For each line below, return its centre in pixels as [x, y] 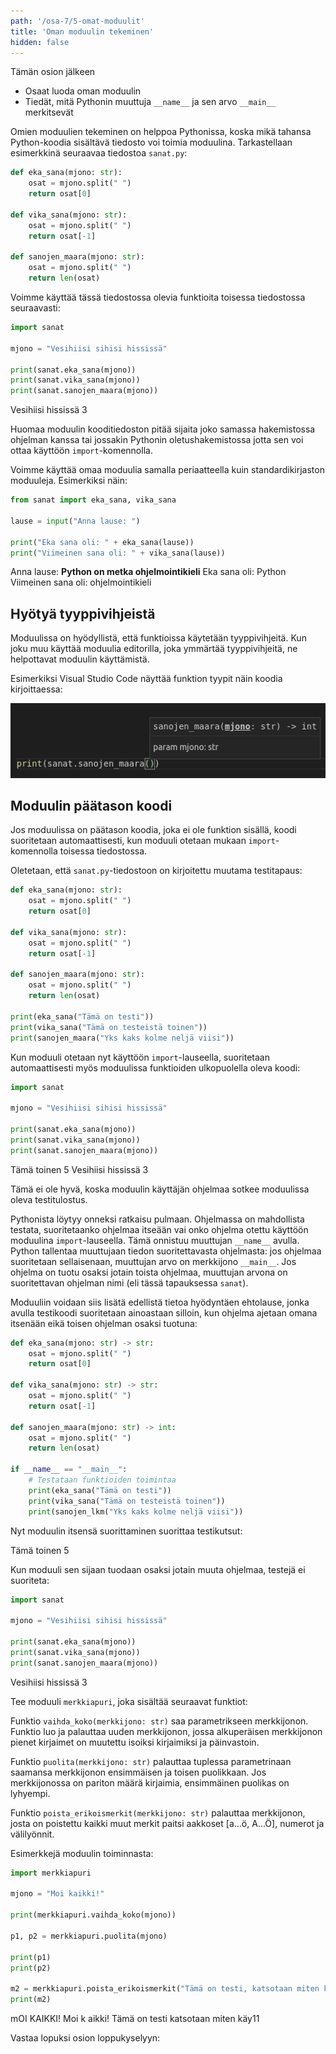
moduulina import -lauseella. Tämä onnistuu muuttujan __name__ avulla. [155, 1240]
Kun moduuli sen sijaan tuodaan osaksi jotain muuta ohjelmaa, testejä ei [158, 1569]
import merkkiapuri [51, 1873]
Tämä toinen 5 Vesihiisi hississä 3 [79, 1169]
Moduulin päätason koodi [91, 806]
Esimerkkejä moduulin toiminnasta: [82, 1853]
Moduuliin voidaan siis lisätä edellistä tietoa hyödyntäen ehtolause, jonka [160, 1302]
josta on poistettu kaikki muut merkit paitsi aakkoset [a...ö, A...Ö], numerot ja [167, 1823]
